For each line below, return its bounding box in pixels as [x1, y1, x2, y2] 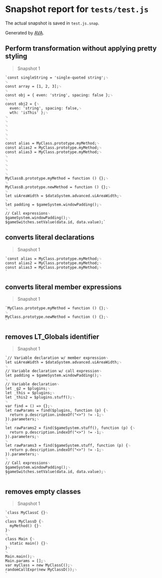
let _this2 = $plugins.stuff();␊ [5, 395, 76, 400]
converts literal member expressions [5, 283, 122, 291]
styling [5, 52, 27, 61]
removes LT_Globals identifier [5, 332, 100, 341]
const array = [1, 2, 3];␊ [5, 84, 62, 89]
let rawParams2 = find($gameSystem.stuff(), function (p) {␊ [5, 425, 136, 431]
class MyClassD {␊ [5, 519, 44, 524]
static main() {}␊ [9, 541, 49, 546]
